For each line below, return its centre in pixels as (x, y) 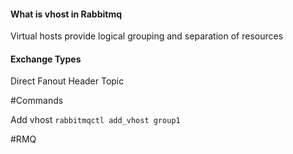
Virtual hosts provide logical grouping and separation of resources (147, 36)
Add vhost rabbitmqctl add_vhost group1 (95, 120)
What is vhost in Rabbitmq (66, 14)
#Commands (37, 101)
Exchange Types (46, 59)
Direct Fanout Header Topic (67, 81)
